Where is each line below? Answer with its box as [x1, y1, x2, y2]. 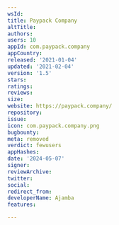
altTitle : [7, 23, 37, 30]
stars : [7, 76, 27, 83]
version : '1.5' [7, 69, 52, 76]
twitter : [7, 175, 33, 182]
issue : [7, 115, 27, 122]
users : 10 [7, 37, 37, 44]
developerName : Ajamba [7, 195, 74, 202]
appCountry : [7, 50, 42, 57]
